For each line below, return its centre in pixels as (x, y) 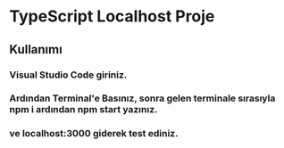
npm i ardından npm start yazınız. (84, 110)
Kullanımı (36, 49)
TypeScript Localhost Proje (112, 16)
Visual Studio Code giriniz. (68, 75)
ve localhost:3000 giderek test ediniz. (94, 134)
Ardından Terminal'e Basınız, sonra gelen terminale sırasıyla (142, 98)
